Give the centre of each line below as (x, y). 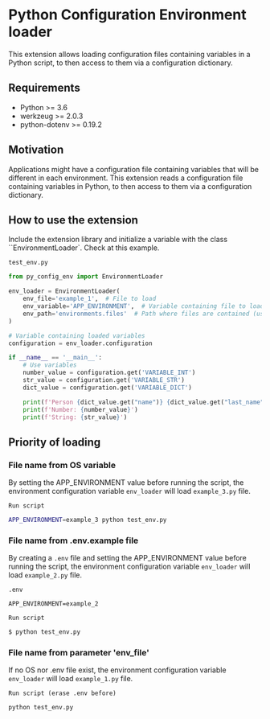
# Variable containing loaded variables (77, 335)
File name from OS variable (62, 465)
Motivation (36, 150)
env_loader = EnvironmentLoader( (64, 291)
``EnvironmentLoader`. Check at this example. (84, 248)
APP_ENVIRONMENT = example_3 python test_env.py (88, 520)
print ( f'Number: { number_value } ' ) (80, 409)
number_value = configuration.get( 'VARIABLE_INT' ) (109, 373)
